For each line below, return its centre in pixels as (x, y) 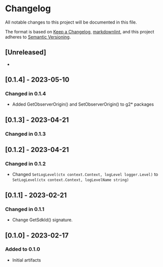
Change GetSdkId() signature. (42, 220)
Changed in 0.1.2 (26, 164)
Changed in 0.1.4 (26, 94)
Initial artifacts (27, 260)
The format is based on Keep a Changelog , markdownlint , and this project (80, 31)
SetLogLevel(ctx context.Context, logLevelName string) (70, 180)
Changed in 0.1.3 (25, 134)
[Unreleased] (26, 52)
